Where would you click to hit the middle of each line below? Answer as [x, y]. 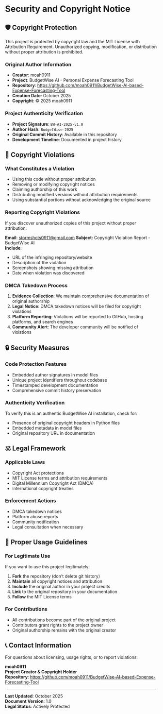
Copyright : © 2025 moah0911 [42, 101]
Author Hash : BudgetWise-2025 [43, 129]
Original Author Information [38, 64]
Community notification [35, 522]
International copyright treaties [43, 488]
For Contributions [26, 609]
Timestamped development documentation [55, 385]
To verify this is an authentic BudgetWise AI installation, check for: [71, 413]
